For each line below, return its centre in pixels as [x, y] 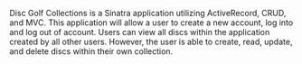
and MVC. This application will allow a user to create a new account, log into [151, 23]
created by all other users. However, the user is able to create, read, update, [151, 41]
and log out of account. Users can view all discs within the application [140, 32]
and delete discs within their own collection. [91, 51]
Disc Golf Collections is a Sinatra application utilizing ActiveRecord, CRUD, [148, 13]
